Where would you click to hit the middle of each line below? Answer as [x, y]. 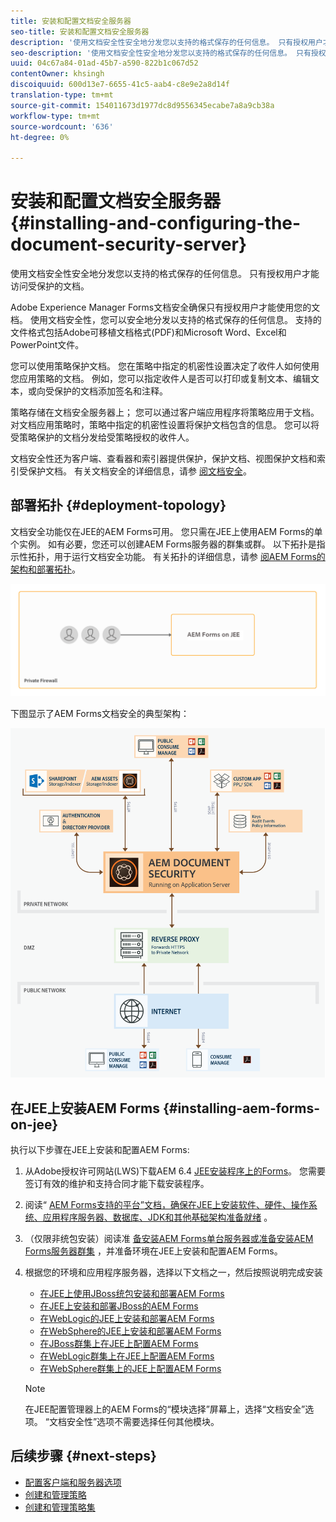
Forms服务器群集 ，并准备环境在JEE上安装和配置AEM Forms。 [153, 1251]
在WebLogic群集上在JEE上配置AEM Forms [127, 1356]
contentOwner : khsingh [57, 74]
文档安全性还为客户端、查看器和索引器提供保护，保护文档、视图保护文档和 [163, 459]
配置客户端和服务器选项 [73, 1482]
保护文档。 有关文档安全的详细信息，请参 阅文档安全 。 [139, 471]
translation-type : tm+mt [62, 95]
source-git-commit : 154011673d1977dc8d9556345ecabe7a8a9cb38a [142, 105]
